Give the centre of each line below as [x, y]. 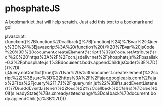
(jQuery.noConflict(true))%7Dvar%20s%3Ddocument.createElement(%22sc [81, 72]
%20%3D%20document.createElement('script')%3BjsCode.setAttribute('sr [81, 52]
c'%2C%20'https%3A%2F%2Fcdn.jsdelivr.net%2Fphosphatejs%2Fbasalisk [81, 57]
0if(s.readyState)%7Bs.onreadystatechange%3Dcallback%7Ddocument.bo [81, 93]
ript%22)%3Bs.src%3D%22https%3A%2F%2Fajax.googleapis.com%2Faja [81, 78]
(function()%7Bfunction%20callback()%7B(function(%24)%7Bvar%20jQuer [81, 41]
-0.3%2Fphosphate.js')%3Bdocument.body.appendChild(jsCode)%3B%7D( [81, 62]
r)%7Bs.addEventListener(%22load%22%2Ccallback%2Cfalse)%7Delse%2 [81, 88]
